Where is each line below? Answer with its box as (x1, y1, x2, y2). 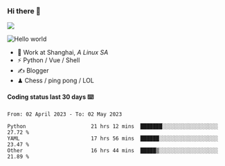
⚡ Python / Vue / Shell (17, 56, 80, 64)
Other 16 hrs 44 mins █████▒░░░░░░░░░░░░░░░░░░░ (7, 147, 218, 154)
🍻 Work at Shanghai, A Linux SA (17, 48, 109, 57)
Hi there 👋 (7, 6, 42, 16)
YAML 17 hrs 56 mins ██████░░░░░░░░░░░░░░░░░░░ (7, 135, 218, 142)
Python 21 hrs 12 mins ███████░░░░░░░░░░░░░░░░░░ (7, 122, 218, 130)
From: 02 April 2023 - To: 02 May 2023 (7, 111, 123, 118)
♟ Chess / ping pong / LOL (17, 76, 95, 85)
